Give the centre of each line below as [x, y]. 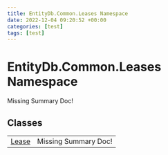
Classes [25, 123]
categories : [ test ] [35, 26]
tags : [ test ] [26, 33]
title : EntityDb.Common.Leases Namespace [68, 13]
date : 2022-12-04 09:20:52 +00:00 [57, 20]
